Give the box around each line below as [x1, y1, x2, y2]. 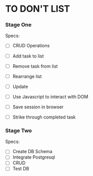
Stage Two [5, 127, 32, 134]
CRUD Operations [12, 43, 50, 49]
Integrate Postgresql [12, 154, 55, 160]
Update [12, 83, 28, 90]
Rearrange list [12, 73, 42, 79]
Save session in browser [12, 104, 64, 110]
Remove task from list [12, 63, 58, 69]
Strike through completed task [12, 114, 76, 120]
